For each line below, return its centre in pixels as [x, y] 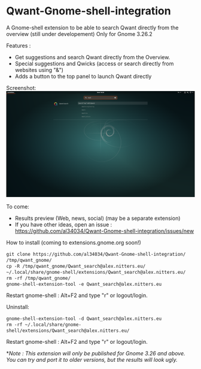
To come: [18, 207]
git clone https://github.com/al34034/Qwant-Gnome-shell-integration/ [96, 255]
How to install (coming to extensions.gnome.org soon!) [74, 243]
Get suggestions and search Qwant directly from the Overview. [92, 57]
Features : [19, 46]
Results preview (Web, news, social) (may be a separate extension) [98, 218]
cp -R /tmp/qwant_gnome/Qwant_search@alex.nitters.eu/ [76, 267]
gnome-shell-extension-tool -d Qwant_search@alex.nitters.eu [84, 319]
